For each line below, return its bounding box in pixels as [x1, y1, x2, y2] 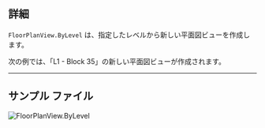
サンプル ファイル [8, 89, 94, 103]
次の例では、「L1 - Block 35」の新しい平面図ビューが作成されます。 [8, 56, 226, 66]
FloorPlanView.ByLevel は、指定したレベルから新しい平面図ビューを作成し [8, 30, 251, 40]
